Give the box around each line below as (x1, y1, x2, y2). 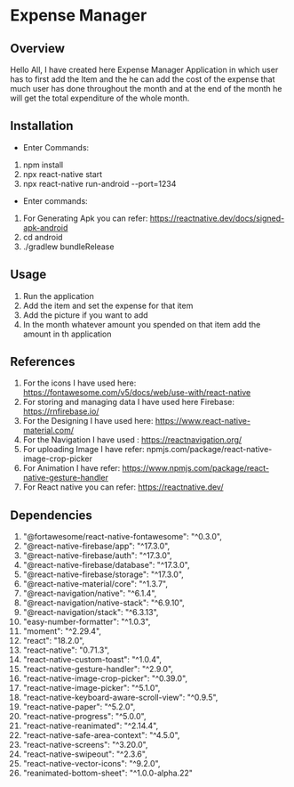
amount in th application (22, 329, 112, 339)
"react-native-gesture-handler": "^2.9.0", (22, 664, 174, 675)
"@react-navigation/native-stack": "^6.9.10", (22, 597, 185, 608)
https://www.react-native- (155, 416, 251, 426)
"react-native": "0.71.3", (22, 645, 110, 655)
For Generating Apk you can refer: (22, 213, 148, 223)
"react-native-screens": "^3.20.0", (22, 740, 148, 750)
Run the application (22, 290, 94, 301)
